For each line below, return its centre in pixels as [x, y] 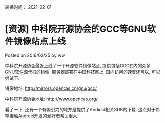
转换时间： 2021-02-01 [28, 7]
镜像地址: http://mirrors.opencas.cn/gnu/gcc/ [51, 88]
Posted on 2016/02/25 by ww [35, 55]
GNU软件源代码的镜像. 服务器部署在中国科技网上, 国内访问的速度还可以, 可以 [83, 72]
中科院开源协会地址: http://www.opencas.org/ [51, 99]
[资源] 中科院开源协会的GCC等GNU [76, 29]
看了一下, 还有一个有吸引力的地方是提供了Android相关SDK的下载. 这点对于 [81, 109]
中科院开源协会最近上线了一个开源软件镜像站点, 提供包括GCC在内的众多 [78, 65]
